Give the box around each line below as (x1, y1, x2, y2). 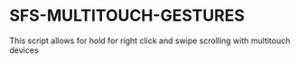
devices (9, 44, 39, 55)
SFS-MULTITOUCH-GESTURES (9, 5, 246, 26)
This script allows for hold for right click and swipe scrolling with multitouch (9, 35, 291, 46)
